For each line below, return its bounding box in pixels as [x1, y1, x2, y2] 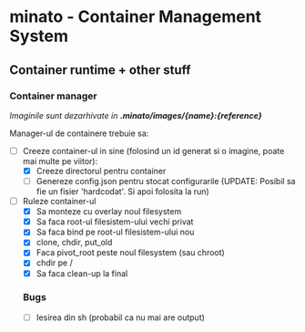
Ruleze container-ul [22, 196, 97, 207]
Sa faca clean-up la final [36, 267, 128, 279]
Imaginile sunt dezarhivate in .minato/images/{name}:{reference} [9, 109, 262, 120]
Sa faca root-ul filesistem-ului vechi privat [36, 216, 194, 227]
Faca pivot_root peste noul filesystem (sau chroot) [36, 247, 225, 258]
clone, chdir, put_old [36, 237, 113, 248]
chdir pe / [36, 257, 73, 268]
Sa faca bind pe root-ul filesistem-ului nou [36, 226, 195, 238]
